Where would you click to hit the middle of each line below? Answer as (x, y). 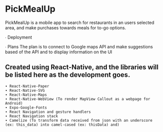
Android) (14, 103)
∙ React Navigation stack (31, 116)
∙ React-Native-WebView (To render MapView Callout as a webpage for (78, 99)
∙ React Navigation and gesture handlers (48, 112)
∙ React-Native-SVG (25, 90)
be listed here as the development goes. (68, 75)
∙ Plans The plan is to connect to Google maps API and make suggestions (79, 46)
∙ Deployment (19, 37)
